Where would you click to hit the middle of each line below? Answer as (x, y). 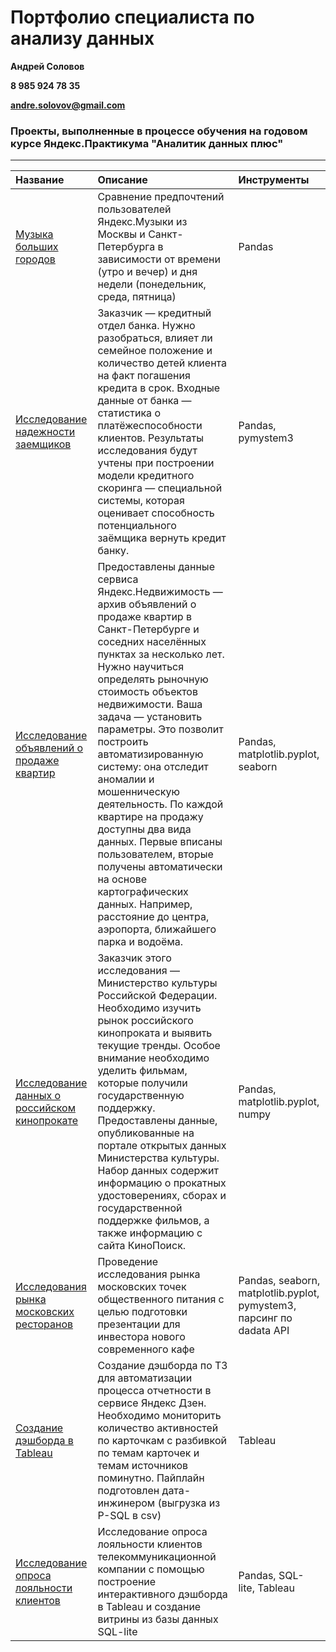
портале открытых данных (162, 1146)
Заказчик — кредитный (154, 313)
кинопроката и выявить (155, 1033)
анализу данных (82, 38)
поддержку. (126, 1108)
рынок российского (145, 1021)
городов (35, 259)
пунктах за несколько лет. (161, 654)
